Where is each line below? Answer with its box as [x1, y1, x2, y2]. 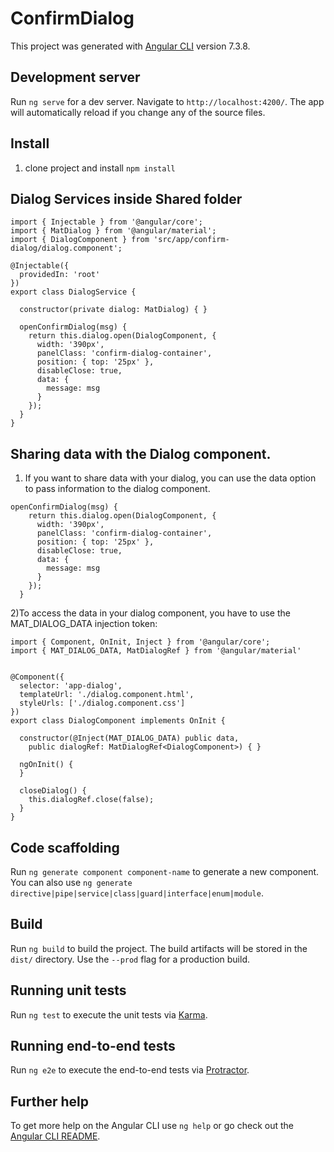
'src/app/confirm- [153, 235, 230, 245]
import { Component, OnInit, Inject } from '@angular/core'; [10, 637, 271, 647]
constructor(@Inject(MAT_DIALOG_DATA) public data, [19, 733, 240, 744]
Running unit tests [10, 982, 127, 999]
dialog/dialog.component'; [10, 243, 123, 254]
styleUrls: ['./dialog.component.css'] [19, 698, 186, 709]
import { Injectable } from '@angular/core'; [10, 217, 203, 227]
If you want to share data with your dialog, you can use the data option [24, 472, 317, 484]
